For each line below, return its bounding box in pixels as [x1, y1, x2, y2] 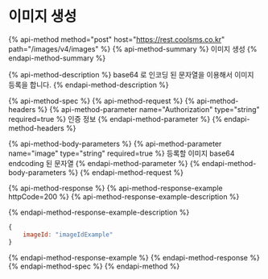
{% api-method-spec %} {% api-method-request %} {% [8, 96, 196, 106]
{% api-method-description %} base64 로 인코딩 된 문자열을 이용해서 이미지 [8, 69, 254, 79]
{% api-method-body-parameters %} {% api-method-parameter [8, 139, 222, 148]
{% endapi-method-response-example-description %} [8, 207, 190, 217]
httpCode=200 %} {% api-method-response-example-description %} [8, 191, 240, 202]
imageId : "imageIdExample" [23, 231, 113, 239]
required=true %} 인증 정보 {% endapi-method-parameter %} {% [8, 114, 223, 123]
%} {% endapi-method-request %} [68, 167, 183, 177]
